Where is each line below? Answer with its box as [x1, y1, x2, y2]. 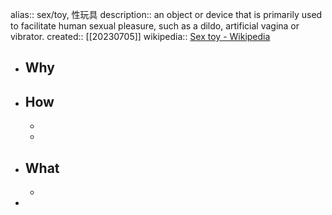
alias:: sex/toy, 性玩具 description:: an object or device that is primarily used [10, 9, 323, 20]
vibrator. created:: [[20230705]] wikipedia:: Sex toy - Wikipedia [10, 31, 271, 42]
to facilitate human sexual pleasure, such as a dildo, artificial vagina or [10, 20, 300, 32]
